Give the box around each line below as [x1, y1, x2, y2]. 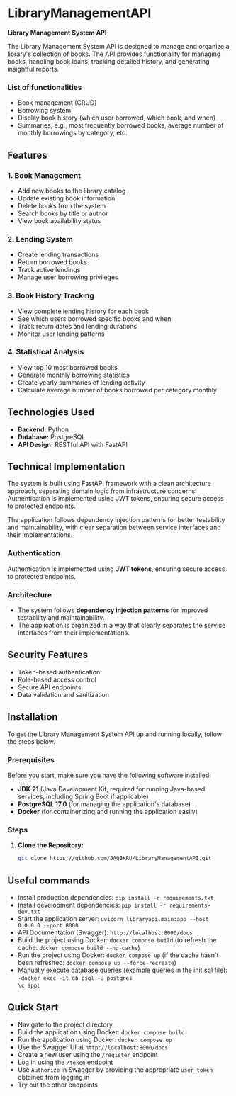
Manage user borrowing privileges [17, 273, 118, 281]
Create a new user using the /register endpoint [17, 1050, 158, 1058]
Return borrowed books [17, 258, 87, 266]
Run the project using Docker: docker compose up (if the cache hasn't [17, 951, 219, 959]
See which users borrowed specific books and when [17, 314, 172, 323]
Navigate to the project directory [17, 1020, 113, 1029]
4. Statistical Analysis [7, 347, 84, 357]
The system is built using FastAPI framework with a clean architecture [7, 480, 211, 488]
